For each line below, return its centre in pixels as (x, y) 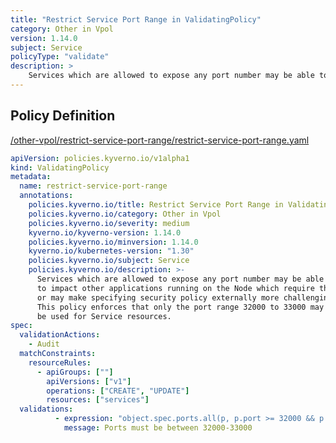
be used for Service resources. (104, 316)
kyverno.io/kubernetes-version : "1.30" (111, 251)
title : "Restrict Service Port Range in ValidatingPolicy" (136, 19)
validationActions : (60, 335)
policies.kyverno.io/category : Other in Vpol (125, 214)
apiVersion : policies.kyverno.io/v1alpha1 (100, 158)
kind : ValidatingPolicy (60, 167)
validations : (46, 409)
